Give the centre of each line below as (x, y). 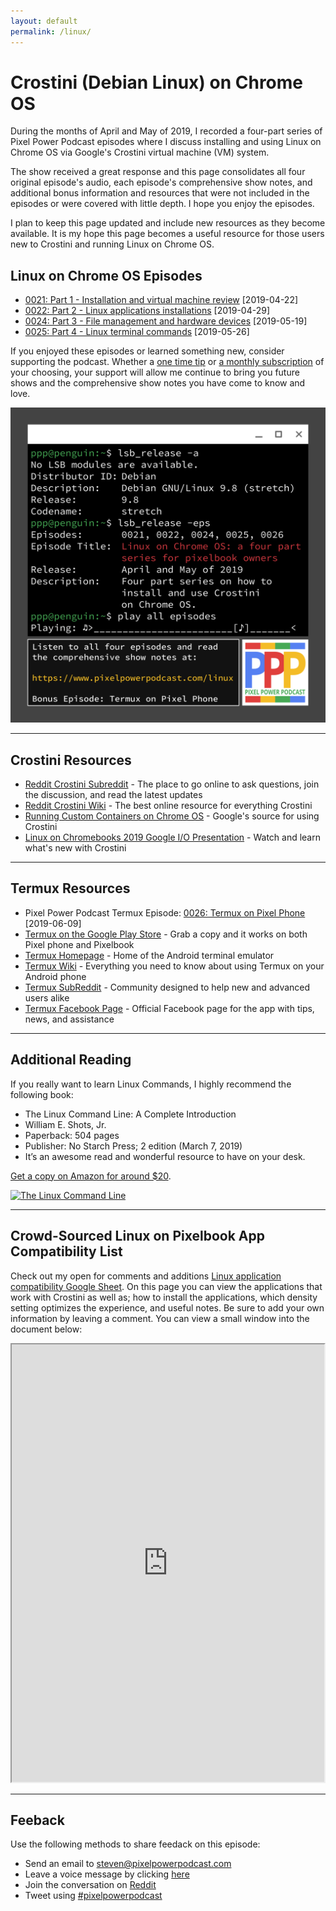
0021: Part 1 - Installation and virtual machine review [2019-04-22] (161, 300)
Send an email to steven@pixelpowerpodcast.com (128, 1864)
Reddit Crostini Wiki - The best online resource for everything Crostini (168, 806)
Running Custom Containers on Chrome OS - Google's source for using (172, 816)
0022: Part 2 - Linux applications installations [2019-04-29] (147, 311)
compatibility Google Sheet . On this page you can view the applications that (166, 1286)
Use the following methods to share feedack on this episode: (135, 1844)
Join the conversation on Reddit (90, 1885)
